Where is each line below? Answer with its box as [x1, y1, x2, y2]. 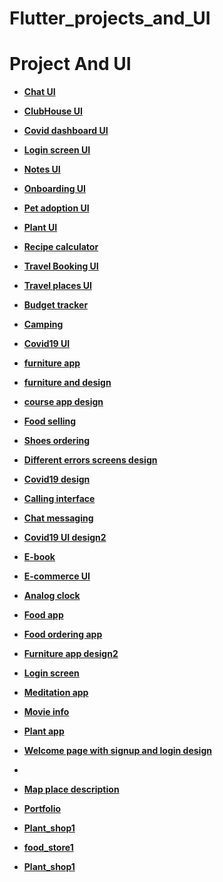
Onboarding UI [23, 183, 87, 195]
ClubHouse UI [23, 105, 83, 117]
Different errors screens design [23, 454, 158, 466]
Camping [23, 318, 64, 331]
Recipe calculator [23, 241, 99, 253]
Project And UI [9, 53, 132, 76]
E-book [23, 551, 56, 563]
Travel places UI [23, 280, 92, 292]
